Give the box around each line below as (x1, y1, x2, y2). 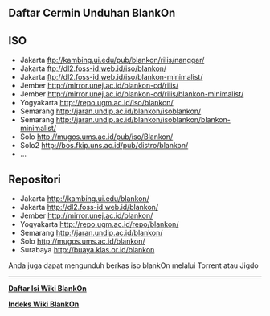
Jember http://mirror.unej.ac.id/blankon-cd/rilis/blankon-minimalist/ (19, 89, 244, 99)
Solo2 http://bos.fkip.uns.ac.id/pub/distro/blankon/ (19, 141, 189, 150)
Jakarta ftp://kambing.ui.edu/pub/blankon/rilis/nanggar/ (19, 55, 205, 65)
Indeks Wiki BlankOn (8, 299, 80, 309)
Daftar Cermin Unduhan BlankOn (8, 6, 176, 20)
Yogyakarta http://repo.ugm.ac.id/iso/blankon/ (19, 98, 174, 108)
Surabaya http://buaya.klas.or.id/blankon (19, 245, 155, 255)
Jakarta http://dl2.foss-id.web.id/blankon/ (19, 203, 159, 212)
